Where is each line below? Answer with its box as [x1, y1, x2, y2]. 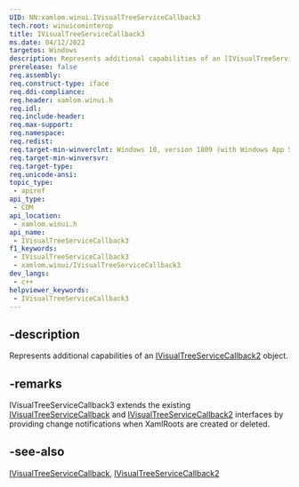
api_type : [9, 195, 46, 204]
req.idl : [9, 104, 42, 113]
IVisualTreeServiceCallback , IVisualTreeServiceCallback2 [9, 467, 220, 478]
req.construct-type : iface [9, 79, 109, 88]
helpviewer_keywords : [9, 285, 90, 294]
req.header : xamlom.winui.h [9, 95, 114, 105]
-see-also [9, 444, 65, 459]
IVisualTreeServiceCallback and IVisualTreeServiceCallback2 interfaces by [9, 410, 284, 419]
